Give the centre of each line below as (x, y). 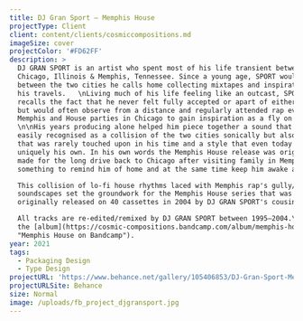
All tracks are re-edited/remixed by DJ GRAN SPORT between (133, 219)
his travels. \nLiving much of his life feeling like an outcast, (149, 93)
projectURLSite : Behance (56, 286)
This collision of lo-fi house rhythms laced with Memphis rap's (143, 185)
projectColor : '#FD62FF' (56, 52)
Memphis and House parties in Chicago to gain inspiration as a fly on (155, 118)
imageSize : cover (42, 43)
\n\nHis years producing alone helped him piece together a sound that (155, 127)
